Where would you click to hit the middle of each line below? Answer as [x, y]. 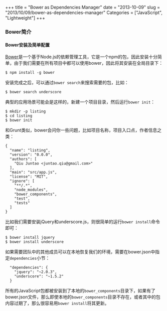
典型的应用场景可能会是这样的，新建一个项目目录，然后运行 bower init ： [80, 102]
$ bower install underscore [35, 242]
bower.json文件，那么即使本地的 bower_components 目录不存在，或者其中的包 [83, 297]
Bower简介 [18, 32]
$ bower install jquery [30, 238]
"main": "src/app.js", [33, 173]
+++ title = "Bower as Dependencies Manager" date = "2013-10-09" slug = [83, 7]
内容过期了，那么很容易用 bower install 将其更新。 [57, 303]
